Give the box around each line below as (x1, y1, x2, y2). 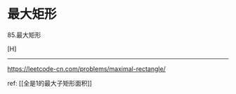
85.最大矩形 (7, 31, 41, 39)
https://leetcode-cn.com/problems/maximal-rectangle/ (7, 64, 166, 73)
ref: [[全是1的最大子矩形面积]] (7, 79, 93, 87)
